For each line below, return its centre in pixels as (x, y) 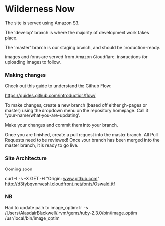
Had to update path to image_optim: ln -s (47, 207)
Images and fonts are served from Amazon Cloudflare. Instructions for (77, 57)
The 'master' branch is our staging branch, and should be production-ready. (83, 47)
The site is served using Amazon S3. (42, 23)
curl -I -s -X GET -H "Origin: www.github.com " (52, 178)
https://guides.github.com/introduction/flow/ (50, 96)
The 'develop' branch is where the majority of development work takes (77, 32)
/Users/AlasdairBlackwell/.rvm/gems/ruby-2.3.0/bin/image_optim (71, 213)
